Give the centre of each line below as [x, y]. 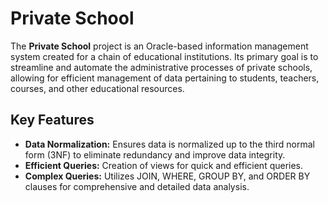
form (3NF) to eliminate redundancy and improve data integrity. [155, 154]
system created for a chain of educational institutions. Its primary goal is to [164, 56]
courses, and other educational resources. [97, 88]
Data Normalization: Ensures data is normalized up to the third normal [169, 144]
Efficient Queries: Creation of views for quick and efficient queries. [164, 165]
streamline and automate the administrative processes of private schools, [161, 67]
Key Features [52, 120]
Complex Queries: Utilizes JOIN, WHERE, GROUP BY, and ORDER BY [167, 176]
